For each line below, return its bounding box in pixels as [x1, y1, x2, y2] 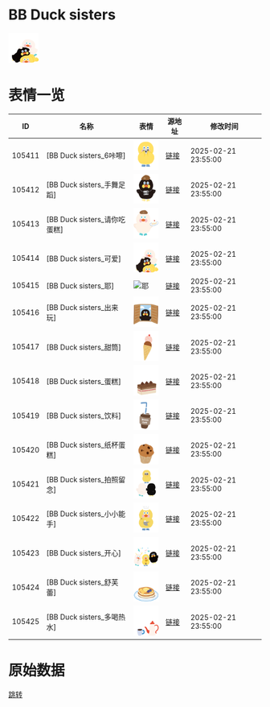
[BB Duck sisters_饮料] [46, 411, 122, 420]
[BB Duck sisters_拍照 [46, 474, 119, 484]
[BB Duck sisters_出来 [46, 303, 119, 312]
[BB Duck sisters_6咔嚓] [46, 151, 126, 160]
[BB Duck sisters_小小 [46, 509, 119, 519]
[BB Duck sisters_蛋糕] [46, 376, 122, 386]
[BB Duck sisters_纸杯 [46, 440, 119, 450]
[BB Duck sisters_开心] [46, 548, 122, 558]
